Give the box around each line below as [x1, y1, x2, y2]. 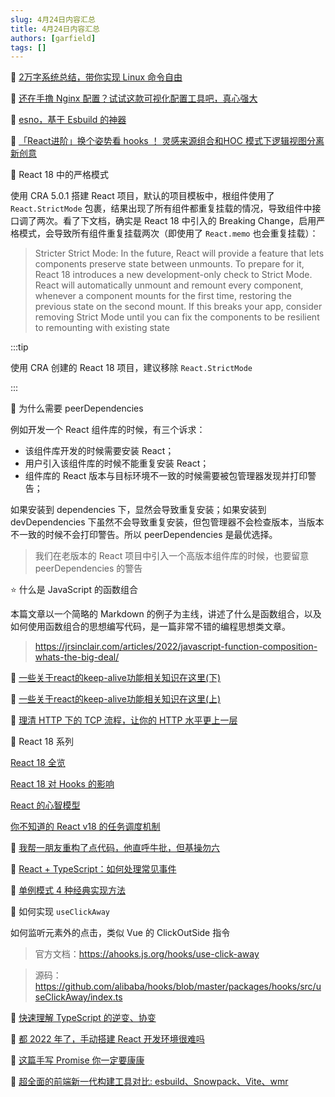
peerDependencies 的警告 [34, 562, 143, 575]
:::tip [10, 341, 29, 353]
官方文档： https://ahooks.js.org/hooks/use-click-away [34, 948, 260, 960]
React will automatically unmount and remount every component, [34, 279, 304, 291]
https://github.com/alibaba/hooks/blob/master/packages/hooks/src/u [34, 981, 322, 993]
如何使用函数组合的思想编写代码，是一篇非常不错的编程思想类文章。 [10, 621, 291, 633]
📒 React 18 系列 [10, 736, 74, 748]
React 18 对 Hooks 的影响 [10, 778, 115, 790]
